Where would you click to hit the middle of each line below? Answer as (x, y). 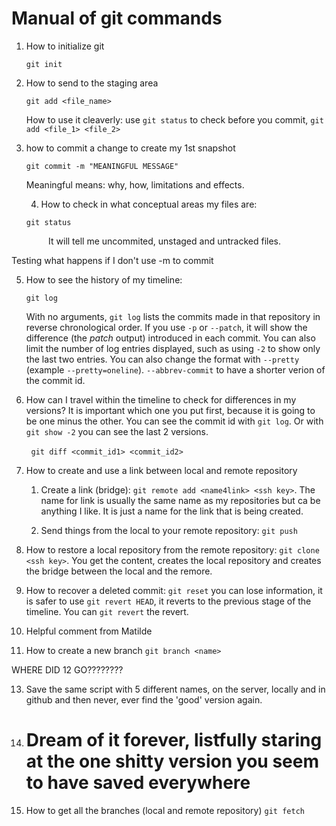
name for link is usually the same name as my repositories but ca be (180, 500)
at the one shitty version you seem (172, 761)
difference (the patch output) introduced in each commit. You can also (170, 338)
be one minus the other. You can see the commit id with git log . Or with (174, 421)
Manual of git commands (117, 18)
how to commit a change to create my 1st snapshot (130, 148)
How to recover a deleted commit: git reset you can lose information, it (174, 590)
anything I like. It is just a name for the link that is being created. (172, 511)
